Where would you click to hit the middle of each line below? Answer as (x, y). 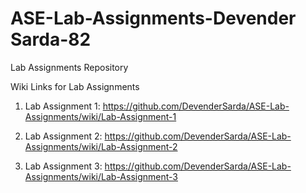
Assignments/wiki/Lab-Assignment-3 (101, 176)
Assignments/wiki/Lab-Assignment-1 (100, 116)
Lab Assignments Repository (69, 67)
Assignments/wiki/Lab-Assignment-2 (101, 146)
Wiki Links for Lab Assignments (75, 86)
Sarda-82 (51, 39)
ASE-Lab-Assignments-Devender (153, 18)
